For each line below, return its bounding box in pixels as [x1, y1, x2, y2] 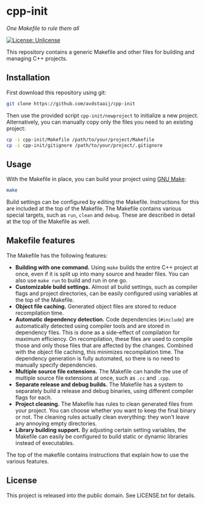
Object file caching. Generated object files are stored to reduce [15, 302, 177, 310]
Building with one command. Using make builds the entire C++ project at [15, 263, 199, 271]
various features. [6, 457, 49, 465]
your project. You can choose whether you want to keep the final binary [15, 406, 196, 414]
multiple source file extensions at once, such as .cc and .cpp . [15, 374, 170, 381]
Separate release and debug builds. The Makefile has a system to [15, 381, 184, 388]
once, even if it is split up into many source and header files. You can [15, 270, 190, 277]
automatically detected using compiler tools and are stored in [15, 322, 170, 329]
